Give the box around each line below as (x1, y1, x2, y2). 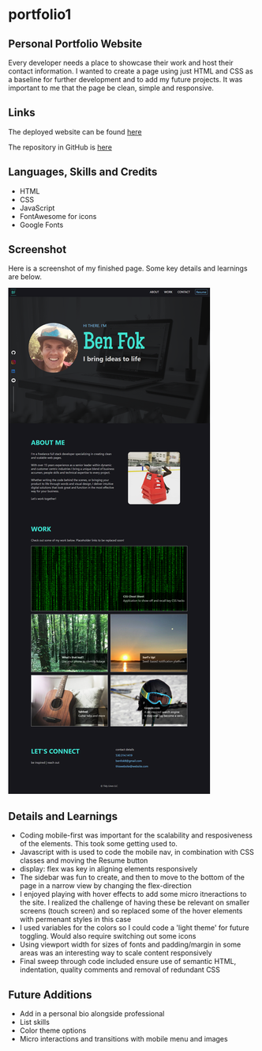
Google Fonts (19, 220, 64, 229)
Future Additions (8, 988, 92, 1001)
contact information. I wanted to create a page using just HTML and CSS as (8, 66, 254, 76)
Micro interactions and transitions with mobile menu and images (19, 1034, 228, 1044)
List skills (19, 1018, 50, 1027)
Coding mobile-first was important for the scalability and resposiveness (19, 830, 253, 840)
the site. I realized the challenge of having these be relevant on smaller (19, 898, 250, 907)
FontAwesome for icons (19, 211, 97, 221)
